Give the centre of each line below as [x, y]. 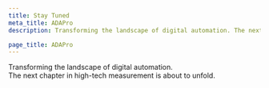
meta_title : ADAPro [41, 23]
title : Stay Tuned [39, 15]
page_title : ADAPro [41, 44]
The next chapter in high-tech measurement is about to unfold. [112, 75]
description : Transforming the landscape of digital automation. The [127, 30]
